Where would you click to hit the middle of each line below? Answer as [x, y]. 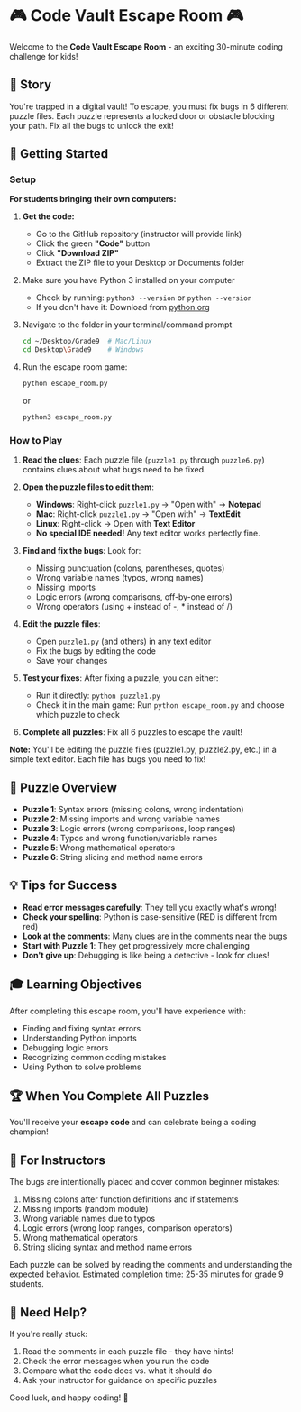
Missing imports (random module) [85, 1209]
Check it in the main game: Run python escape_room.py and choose [160, 705]
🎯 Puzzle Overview [63, 788]
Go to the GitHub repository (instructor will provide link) [139, 234]
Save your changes [72, 661]
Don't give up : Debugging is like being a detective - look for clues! [146, 955]
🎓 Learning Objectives [76, 985]
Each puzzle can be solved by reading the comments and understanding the [151, 1265]
